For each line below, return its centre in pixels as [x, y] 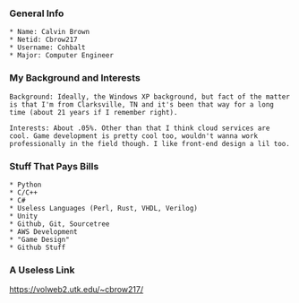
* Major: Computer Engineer [62, 56]
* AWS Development [43, 231]
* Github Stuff [38, 247]
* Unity [24, 216]
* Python [26, 185]
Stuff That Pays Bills [54, 166]
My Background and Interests [75, 78]
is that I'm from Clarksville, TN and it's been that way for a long [142, 104]
